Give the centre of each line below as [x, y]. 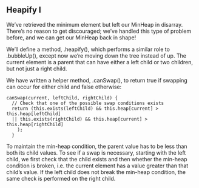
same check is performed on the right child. [61, 178]
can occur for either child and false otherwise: [64, 87]
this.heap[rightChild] [35, 124]
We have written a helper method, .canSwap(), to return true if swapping [97, 80]
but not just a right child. [37, 69]
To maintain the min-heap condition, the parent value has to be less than [97, 146]
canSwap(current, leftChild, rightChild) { [62, 98]
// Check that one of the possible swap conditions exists [88, 103]
